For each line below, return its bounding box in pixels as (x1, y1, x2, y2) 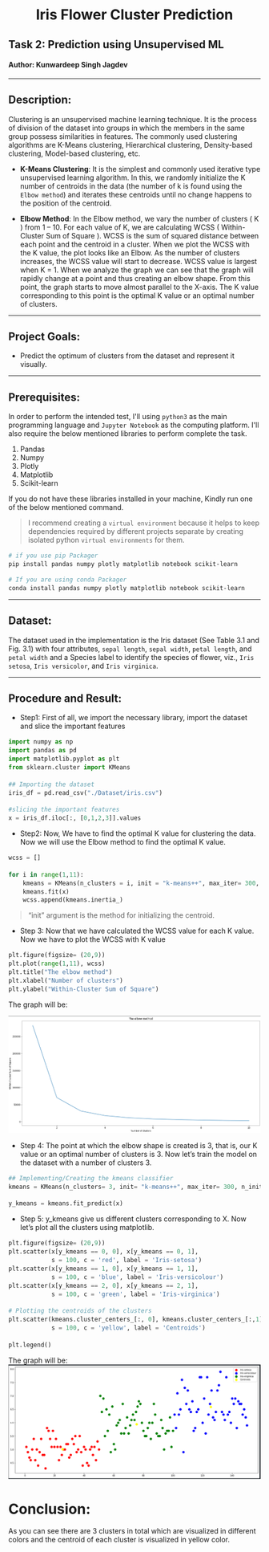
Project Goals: (8, 329, 81, 343)
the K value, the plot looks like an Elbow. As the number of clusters (19, 247, 240, 258)
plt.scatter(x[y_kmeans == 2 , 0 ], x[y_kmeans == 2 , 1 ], (8, 1281, 199, 1289)
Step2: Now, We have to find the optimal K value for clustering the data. (19, 829, 256, 838)
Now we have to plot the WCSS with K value (19, 935, 166, 944)
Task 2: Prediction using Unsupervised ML (8, 38, 224, 51)
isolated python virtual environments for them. (27, 536, 186, 545)
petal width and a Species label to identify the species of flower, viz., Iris (8, 652, 255, 662)
